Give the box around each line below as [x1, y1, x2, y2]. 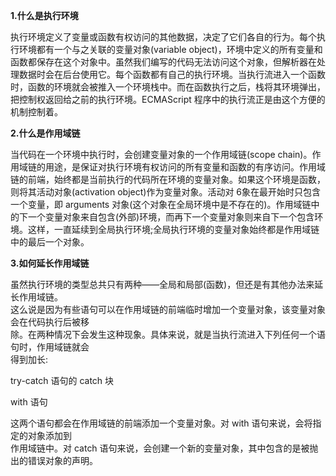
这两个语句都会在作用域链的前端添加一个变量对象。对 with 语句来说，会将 [10, 417, 313, 429]
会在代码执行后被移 [10, 316, 90, 328]
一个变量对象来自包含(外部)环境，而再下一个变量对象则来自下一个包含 [27, 211, 315, 223]
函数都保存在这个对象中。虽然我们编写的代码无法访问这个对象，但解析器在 [10, 56, 317, 68]
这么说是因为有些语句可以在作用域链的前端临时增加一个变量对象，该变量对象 [10, 304, 326, 315]
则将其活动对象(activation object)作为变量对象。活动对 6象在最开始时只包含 [10, 186, 321, 198]
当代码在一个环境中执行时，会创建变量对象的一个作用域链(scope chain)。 [10, 149, 313, 160]
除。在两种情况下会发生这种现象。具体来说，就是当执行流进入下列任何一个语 [10, 329, 326, 340]
